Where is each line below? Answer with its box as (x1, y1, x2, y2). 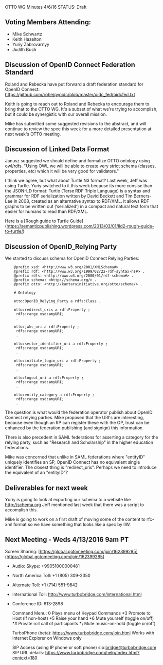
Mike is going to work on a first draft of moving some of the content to (5, 516, 146, 522)
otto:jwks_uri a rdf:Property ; (14, 324, 79, 330)
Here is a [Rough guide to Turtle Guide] (5, 218, 84, 224)
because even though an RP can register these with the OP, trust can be (5, 420, 150, 426)
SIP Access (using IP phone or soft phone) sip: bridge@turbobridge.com (12, 644, 157, 650)
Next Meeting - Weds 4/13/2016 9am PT (5, 536, 129, 544)
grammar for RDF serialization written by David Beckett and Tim (5, 193, 133, 199)
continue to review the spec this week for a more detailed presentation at (5, 126, 152, 132)
